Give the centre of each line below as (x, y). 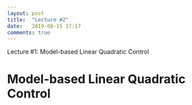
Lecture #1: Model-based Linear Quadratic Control (78, 52)
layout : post (26, 13)
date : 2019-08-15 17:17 (44, 26)
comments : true (29, 32)
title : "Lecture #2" (38, 20)
